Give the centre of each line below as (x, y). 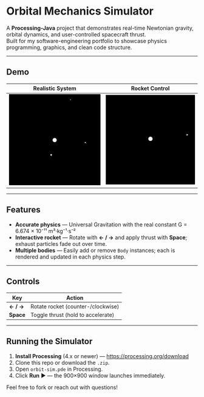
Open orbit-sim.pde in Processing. (59, 369)
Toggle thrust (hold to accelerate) (72, 315)
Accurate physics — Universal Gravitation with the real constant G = (101, 224)
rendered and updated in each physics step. (70, 257)
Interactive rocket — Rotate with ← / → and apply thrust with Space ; (101, 237)
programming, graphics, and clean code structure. (69, 47)
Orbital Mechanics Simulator (80, 11)
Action (75, 297)
